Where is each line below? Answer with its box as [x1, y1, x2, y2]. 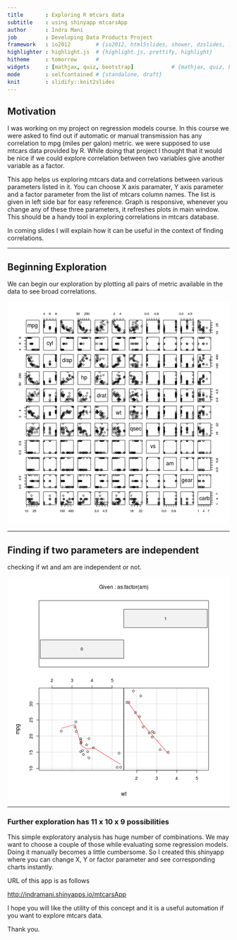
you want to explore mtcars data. [7, 911, 104, 920]
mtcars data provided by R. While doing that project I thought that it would [7, 147, 222, 155]
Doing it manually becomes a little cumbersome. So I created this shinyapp [7, 848, 224, 857]
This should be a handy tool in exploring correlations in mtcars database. [7, 212, 219, 222]
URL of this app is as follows [7, 876, 90, 885]
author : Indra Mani [7, 26, 83, 33]
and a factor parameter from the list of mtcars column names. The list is [7, 191, 216, 199]
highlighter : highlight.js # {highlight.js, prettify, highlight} [7, 49, 213, 56]
